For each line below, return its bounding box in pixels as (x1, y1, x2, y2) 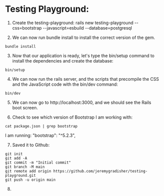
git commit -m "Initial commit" (5, 160, 71, 165)
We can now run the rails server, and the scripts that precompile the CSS (12, 76, 159, 82)
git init (5, 151, 23, 156)
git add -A (5, 156, 27, 161)
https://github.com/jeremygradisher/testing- (53, 168, 148, 173)
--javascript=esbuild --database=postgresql (43, 25, 132, 31)
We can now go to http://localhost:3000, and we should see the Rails (12, 99, 152, 105)
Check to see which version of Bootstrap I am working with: (12, 114, 133, 120)
